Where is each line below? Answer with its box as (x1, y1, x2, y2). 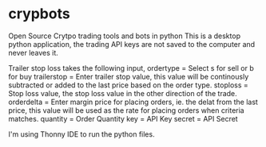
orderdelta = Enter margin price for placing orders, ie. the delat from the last (8, 97, 258, 106)
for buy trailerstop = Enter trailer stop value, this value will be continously (8, 72, 249, 81)
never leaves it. (8, 48, 58, 57)
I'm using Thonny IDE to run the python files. (8, 129, 155, 139)
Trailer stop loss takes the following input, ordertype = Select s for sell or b (8, 63, 254, 72)
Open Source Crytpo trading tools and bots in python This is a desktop (8, 31, 241, 41)
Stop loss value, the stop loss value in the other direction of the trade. (8, 88, 237, 98)
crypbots (8, 5, 70, 23)
